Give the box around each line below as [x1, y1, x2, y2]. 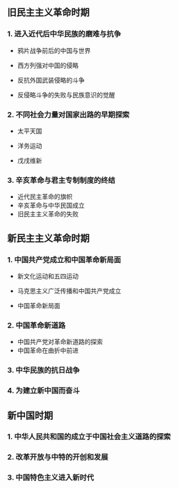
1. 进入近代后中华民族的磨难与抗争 [7, 29, 122, 39]
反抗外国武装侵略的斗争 [17, 76, 85, 84]
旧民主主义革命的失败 [17, 210, 79, 218]
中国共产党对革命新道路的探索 [17, 338, 103, 346]
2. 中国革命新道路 [7, 320, 66, 330]
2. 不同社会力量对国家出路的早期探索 [7, 110, 130, 120]
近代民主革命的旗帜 [17, 193, 73, 201]
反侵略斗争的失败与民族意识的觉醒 [17, 90, 115, 99]
